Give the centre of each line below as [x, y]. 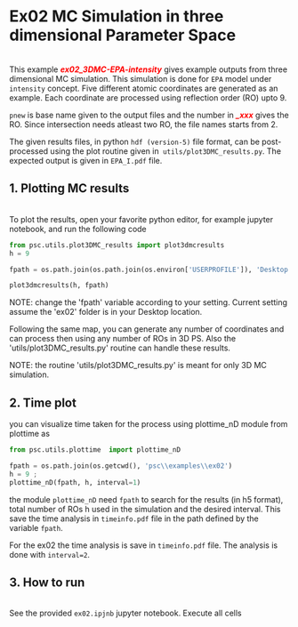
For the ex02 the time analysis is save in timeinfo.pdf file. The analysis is [144, 545]
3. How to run [47, 582]
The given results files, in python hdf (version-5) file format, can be [135, 141]
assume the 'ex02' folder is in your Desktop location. [106, 312]
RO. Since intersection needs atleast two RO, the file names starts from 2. [144, 124]
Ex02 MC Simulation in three [117, 16]
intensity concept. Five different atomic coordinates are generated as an [144, 88]
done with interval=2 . [50, 554]
